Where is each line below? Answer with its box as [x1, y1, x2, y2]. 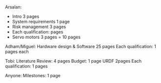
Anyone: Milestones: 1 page [5, 73, 61, 78]
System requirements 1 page [12, 19, 70, 24]
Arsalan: [5, 4, 22, 10]
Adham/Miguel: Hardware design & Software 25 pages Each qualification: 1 [5, 44, 157, 49]
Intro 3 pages [12, 14, 40, 19]
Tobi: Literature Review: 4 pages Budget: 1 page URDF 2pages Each [5, 58, 142, 64]
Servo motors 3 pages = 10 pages [12, 34, 81, 40]
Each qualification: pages [12, 29, 64, 34]
